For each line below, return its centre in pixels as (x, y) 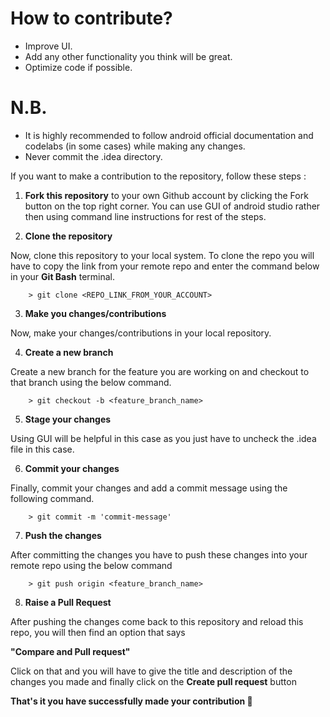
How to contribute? (91, 18)
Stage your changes (68, 419)
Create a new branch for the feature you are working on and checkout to (160, 371)
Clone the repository (68, 236)
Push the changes (63, 535)
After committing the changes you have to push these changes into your (159, 554)
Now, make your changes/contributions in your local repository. (141, 333)
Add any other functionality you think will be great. (128, 56)
